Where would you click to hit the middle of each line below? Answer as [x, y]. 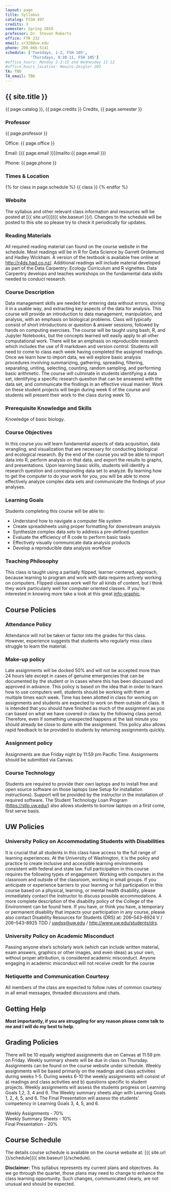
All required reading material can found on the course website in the [77, 246]
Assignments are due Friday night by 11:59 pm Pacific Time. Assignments [82, 754]
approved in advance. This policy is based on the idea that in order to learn [84, 687]
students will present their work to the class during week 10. [68, 395]
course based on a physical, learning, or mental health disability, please [80, 890]
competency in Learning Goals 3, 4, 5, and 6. [52, 1103]
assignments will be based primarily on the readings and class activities [80, 1071]
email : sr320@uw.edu [27, 43]
